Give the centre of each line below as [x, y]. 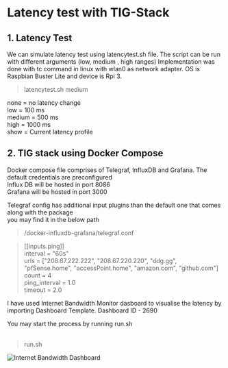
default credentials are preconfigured [60, 177]
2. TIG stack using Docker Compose [85, 153]
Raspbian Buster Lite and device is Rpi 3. [64, 76]
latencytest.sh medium [56, 89]
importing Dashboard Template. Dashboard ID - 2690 [82, 310]
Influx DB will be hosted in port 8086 [59, 184]
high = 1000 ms [29, 124]
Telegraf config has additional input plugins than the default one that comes [114, 205]
